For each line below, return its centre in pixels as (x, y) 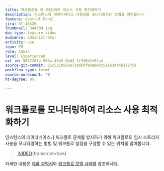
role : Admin (17, 51)
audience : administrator (31, 38)
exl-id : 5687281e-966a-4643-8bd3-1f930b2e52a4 (54, 61)
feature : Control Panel (30, 19)
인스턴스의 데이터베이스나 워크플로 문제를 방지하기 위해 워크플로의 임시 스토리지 (82, 137)
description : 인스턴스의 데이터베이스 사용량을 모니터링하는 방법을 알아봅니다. (76, 14)
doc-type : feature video (31, 33)
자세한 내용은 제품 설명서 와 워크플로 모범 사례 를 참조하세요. (62, 164)
